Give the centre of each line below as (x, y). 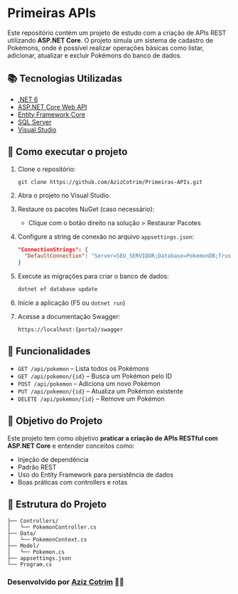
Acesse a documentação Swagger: (69, 317)
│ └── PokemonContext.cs (47, 539)
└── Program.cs (30, 564)
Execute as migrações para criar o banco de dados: (93, 276)
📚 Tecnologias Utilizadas (65, 79)
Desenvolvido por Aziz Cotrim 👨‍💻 (66, 582)
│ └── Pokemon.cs (36, 552)
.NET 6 (28, 99)
